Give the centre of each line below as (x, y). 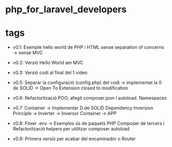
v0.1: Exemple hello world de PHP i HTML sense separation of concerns (88, 47)
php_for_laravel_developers (66, 10)
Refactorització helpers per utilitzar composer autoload (71, 129)
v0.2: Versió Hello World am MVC (48, 63)
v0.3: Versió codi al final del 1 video (50, 72)
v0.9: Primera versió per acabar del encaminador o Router (74, 139)
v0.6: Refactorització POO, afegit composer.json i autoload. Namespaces (90, 98)
